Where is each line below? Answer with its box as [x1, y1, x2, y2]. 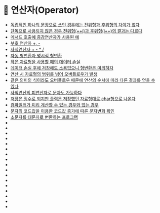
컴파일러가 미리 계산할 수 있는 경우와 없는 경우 [10, 102, 99, 107]
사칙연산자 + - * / [10, 46, 44, 52]
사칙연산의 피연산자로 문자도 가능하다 [10, 89, 82, 95]
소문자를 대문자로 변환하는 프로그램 [10, 114, 78, 120]
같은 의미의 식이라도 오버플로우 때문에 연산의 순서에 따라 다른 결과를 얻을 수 [10, 77, 156, 83]
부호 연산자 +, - [10, 40, 40, 46]
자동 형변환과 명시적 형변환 [10, 52, 62, 58]
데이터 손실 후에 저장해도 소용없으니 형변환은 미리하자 [10, 65, 114, 71]
